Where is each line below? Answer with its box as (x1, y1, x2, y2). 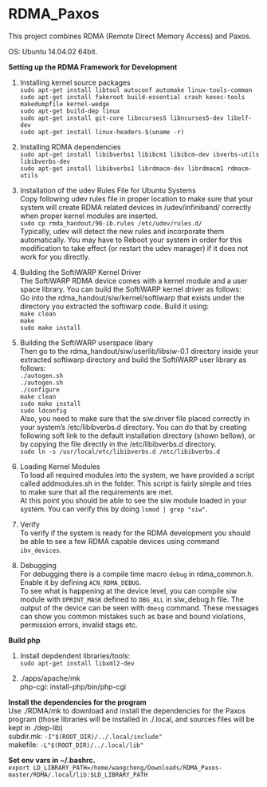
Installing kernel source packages (19, 78, 131, 87)
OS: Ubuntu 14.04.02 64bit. (8, 46, 98, 56)
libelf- (226, 113, 253, 122)
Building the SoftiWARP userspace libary (19, 337, 154, 348)
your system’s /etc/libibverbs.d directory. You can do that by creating (19, 422, 247, 431)
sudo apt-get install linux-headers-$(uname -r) (19, 128, 185, 136)
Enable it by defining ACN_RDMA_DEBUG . (19, 577, 142, 587)
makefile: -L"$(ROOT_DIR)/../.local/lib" (8, 740, 144, 749)
